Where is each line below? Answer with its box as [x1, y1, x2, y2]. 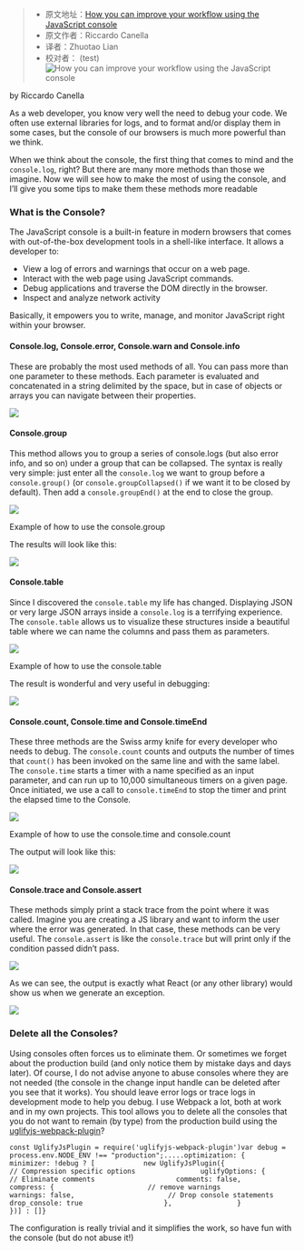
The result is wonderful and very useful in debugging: [9, 677, 211, 689]
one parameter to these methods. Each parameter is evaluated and [9, 370, 260, 381]
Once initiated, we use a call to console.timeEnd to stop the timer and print [9, 785, 287, 796]
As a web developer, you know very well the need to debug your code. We [9, 108, 288, 118]
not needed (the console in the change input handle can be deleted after [9, 1076, 280, 1087]
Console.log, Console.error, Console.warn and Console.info [9, 340, 240, 351]
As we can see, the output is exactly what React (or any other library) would [9, 977, 293, 989]
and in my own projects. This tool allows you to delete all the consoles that [9, 1106, 288, 1116]
